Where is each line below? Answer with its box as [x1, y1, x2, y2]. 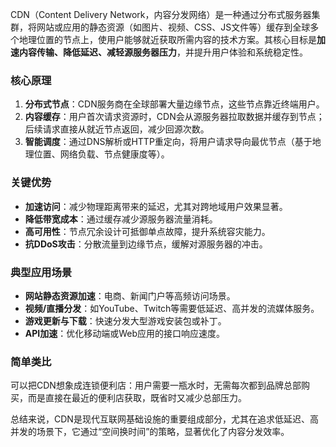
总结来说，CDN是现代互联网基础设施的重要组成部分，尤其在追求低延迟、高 [10, 413, 319, 425]
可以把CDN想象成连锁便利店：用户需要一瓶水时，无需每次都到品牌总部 [10, 379, 302, 392]
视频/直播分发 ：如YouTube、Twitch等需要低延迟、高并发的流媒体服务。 [24, 302, 320, 314]
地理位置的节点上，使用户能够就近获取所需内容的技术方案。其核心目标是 [18, 34, 317, 45]
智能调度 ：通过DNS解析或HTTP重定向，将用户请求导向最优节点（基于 [24, 136, 313, 148]
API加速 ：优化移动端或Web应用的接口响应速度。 [24, 327, 226, 339]
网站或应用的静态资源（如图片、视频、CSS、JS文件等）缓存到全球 [36, 21, 311, 33]
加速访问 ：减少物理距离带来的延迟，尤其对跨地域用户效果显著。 [24, 200, 288, 212]
